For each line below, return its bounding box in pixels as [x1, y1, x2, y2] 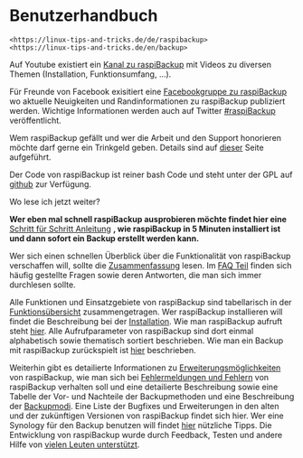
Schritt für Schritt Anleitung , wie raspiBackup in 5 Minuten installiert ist [9, 223, 281, 234]
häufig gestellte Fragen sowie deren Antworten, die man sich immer [9, 269, 262, 280]
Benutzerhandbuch [9, 5, 158, 26]
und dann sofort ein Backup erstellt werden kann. [9, 232, 200, 244]
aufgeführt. [9, 151, 52, 163]
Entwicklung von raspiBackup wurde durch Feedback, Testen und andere [9, 429, 283, 440]
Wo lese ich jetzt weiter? [9, 196, 101, 207]
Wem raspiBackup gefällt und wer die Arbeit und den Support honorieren [9, 132, 282, 143]
